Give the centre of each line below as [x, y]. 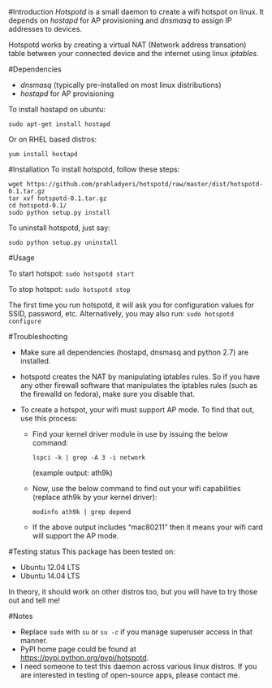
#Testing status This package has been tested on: [92, 551]
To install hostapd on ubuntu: [57, 109]
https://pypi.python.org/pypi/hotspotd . [84, 658]
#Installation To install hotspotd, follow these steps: [94, 169]
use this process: [49, 418]
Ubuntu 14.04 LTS [50, 576]
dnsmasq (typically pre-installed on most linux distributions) [121, 85]
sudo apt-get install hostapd [60, 124]
